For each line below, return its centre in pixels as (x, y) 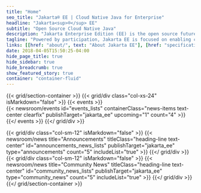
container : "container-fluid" (44, 79)
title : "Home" (24, 12)
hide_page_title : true (34, 56)
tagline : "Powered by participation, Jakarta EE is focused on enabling (99, 40)
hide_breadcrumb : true (34, 67)
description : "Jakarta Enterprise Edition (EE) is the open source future (101, 34)
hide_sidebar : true (31, 62)
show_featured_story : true (40, 73)
